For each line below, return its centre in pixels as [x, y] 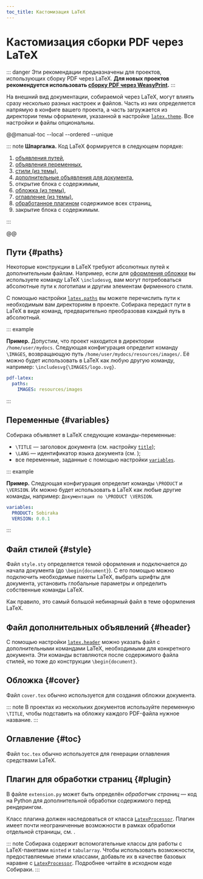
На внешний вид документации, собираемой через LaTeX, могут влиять [100, 96]
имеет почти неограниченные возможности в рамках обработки [91, 825]
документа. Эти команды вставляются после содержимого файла [92, 655]
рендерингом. [25, 807]
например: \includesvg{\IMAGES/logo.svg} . [61, 367]
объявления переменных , [49, 164]
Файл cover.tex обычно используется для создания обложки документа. [101, 695]
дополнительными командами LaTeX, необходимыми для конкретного [98, 648]
